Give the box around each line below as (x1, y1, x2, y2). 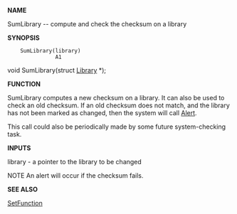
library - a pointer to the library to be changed (7, 158, 142, 166)
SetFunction (7, 199, 43, 207)
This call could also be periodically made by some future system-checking (7, 122, 226, 131)
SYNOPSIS (7, 33, 41, 42)
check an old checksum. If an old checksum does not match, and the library (7, 101, 230, 109)
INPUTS (7, 144, 31, 152)
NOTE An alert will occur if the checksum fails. (7, 171, 144, 180)
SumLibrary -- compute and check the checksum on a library (7, 20, 187, 28)
